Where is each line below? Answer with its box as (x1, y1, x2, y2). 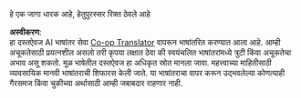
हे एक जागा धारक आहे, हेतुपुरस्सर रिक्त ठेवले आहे (9, 9, 150, 19)
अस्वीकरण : (9, 27, 43, 37)
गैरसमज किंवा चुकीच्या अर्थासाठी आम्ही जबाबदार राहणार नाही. (9, 78, 183, 88)
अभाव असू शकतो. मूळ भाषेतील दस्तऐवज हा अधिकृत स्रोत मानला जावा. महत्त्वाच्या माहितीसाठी (9, 57, 272, 68)
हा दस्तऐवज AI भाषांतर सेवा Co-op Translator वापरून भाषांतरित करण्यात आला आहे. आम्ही (9, 37, 281, 47)
